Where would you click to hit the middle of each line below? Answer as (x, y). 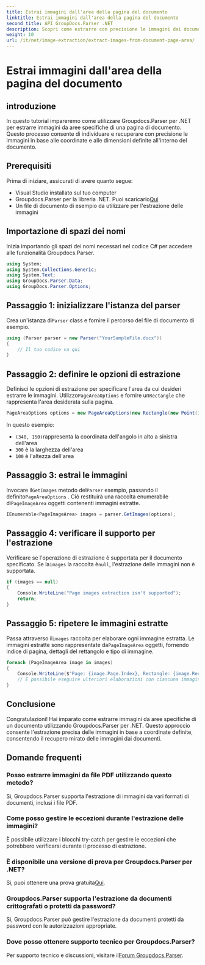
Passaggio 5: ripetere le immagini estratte (87, 623)
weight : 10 (20, 35)
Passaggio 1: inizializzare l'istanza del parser (93, 305)
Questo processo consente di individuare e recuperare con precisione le (97, 134)
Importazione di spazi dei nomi (66, 231)
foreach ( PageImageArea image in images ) (60, 662)
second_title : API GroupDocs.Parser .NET (60, 23)
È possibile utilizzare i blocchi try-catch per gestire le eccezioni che (91, 839)
